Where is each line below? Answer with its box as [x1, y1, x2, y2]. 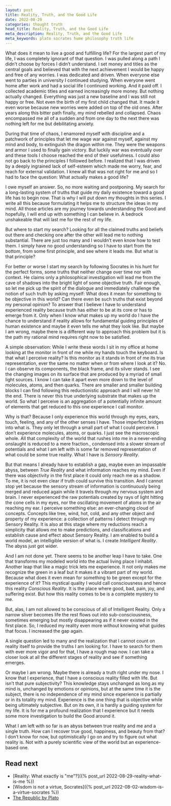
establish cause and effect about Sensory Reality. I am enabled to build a [5, 532, 159, 538]
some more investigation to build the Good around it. [5, 712, 116, 719]
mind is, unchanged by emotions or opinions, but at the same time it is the [5, 685, 161, 692]
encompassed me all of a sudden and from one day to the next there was [5, 115, 159, 121]
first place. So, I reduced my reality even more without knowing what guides [5, 622, 165, 629]
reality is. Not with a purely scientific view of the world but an [5, 739, 134, 745]
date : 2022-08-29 [5, 17, 42, 22]
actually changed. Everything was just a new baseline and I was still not [5, 93, 156, 100]
